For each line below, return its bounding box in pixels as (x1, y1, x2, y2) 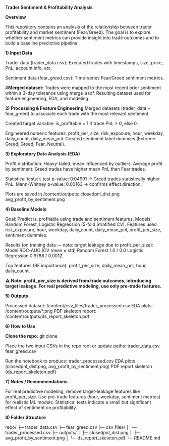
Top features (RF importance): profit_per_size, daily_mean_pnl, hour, (5, 263, 147, 268)
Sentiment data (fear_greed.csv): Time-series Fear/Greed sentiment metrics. (5, 75, 164, 80)
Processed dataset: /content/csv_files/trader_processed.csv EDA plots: (5, 303, 153, 308)
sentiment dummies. (5, 232, 48, 238)
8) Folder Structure (5, 415, 46, 420)
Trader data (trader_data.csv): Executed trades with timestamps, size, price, (5, 60, 163, 65)
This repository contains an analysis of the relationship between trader (5, 24, 152, 30)
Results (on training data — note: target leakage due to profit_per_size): (5, 242, 154, 248)
